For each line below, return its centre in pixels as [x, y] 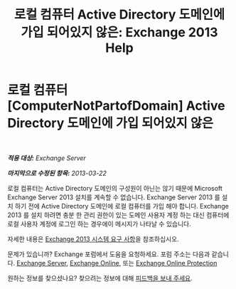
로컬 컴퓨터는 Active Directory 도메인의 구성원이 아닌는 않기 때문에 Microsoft [115, 188]
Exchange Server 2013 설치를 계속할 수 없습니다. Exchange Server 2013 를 [114, 197]
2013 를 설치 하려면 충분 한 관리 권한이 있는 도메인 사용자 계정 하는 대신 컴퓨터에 [118, 215]
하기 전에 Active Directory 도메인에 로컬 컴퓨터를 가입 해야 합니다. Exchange [122, 206]
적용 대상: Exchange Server [47, 158]
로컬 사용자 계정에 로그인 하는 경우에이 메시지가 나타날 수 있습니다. [99, 224]
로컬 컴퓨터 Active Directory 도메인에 [119, 15]
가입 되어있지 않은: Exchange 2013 [119, 32]
